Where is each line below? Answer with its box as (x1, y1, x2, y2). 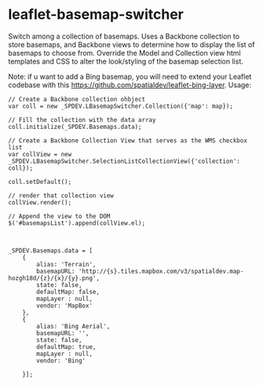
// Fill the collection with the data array (8, 116, 156, 123)
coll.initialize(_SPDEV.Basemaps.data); (8, 123, 143, 131)
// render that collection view (8, 191, 114, 200)
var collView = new (8, 150, 72, 158)
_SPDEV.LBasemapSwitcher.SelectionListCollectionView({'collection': (8, 157, 241, 165)
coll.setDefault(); (8, 178, 72, 186)
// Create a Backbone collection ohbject (8, 95, 146, 103)
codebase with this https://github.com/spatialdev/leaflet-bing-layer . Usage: (8, 80, 252, 90)
